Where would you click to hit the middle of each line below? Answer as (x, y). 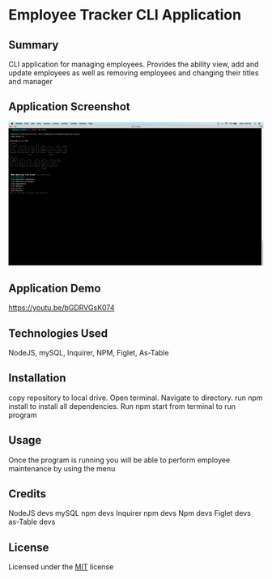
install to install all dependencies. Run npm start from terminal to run (122, 406)
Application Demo (55, 288)
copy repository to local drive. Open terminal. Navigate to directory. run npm (136, 398)
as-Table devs (32, 522)
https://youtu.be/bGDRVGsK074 (62, 308)
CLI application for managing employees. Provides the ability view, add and (134, 64)
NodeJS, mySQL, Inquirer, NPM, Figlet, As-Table (89, 352)
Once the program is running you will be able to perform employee (119, 460)
